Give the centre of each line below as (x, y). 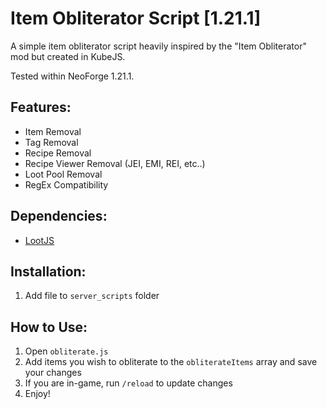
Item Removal (53, 131)
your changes (53, 373)
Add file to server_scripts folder (92, 296)
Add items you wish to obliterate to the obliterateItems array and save (171, 362)
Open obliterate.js (66, 351)
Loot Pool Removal (63, 174)
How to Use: (49, 327)
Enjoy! (37, 394)
